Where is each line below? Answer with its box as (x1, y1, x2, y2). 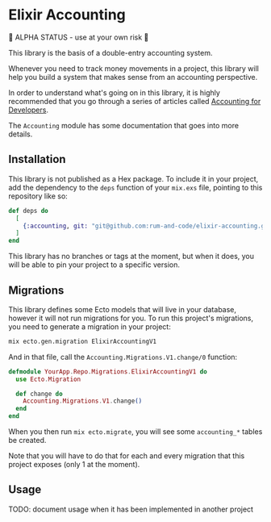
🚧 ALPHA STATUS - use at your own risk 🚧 (8, 32, 149, 42)
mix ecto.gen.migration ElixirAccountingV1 (8, 337, 157, 345)
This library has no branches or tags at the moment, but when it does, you (8, 252, 255, 261)
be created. (8, 436, 47, 445)
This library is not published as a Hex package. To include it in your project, (8, 173, 259, 183)
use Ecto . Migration (15, 375, 81, 383)
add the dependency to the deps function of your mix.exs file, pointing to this (8, 182, 263, 192)
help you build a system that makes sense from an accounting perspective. (8, 72, 258, 81)
